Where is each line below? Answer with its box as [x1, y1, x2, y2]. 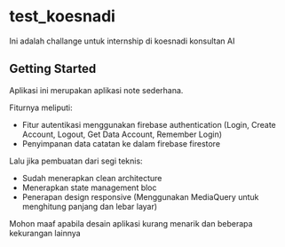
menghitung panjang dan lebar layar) [21, 201, 158, 211]
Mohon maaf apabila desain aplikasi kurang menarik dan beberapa [9, 218, 253, 228]
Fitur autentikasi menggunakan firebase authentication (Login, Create [21, 119, 277, 130]
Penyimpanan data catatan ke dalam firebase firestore [21, 138, 220, 148]
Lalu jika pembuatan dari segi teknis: [9, 155, 144, 166]
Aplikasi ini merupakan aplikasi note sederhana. [9, 84, 184, 95]
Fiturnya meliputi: [9, 102, 73, 113]
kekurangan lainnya [9, 227, 82, 238]
